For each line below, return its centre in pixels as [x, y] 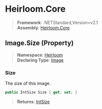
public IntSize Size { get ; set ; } [41, 92]
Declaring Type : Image [40, 60]
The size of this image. [28, 84]
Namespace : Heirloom [40, 55]
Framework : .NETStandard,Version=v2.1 [57, 22]
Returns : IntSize [33, 102]
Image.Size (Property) [40, 43]
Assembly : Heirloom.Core [43, 27]
